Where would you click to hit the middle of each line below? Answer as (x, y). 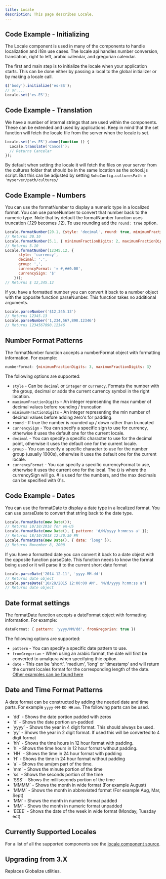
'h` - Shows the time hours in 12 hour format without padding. (75, 748)
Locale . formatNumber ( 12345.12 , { (40, 250)
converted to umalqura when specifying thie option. (65, 659)
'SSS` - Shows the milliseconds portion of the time (63, 779)
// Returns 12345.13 (26, 316)
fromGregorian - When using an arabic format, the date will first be (80, 653)
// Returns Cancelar (31, 151)
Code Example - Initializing (47, 34)
